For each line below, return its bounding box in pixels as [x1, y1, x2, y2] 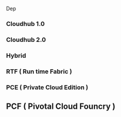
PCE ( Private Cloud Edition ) [6, 83, 89, 91]
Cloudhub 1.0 [6, 19, 45, 28]
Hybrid [6, 51, 26, 60]
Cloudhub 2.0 [6, 35, 46, 44]
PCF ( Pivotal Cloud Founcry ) [6, 102, 116, 111]
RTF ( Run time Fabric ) [6, 67, 72, 76]
